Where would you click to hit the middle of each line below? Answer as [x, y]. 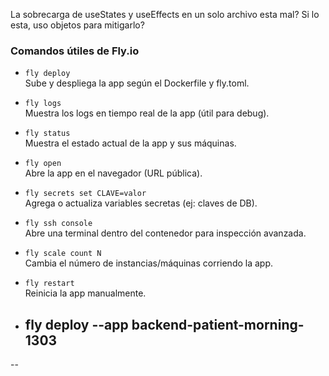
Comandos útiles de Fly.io [75, 51]
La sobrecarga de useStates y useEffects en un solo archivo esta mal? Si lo [165, 14]
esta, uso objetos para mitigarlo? [77, 25]
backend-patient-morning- [218, 324]
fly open [43, 164]
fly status [47, 134]
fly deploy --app [76, 324]
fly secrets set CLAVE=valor [85, 194]
